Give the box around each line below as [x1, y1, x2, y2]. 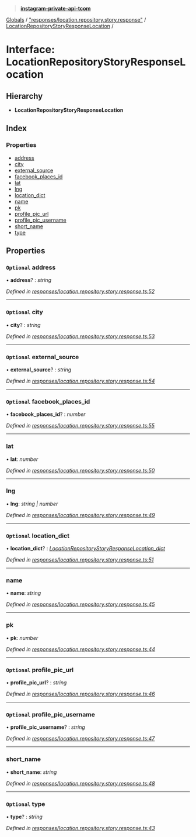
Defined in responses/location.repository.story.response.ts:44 [6, 646, 156, 653]
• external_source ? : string [6, 366, 72, 373]
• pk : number [6, 634, 38, 641]
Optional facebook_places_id [6, 397, 90, 405]
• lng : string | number [6, 500, 58, 507]
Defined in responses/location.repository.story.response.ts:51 [6, 556, 154, 563]
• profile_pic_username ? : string [6, 724, 86, 731]
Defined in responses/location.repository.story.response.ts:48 [6, 780, 156, 787]
